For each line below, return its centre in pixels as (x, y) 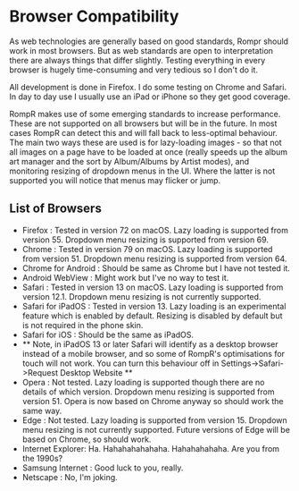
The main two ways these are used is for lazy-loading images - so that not (146, 142)
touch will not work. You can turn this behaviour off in (120, 363)
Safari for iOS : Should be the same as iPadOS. (108, 334)
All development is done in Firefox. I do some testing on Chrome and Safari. (148, 87)
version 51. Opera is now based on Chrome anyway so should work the (153, 401)
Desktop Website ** (96, 372)
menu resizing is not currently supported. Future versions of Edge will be (156, 429)
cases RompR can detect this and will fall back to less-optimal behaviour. (144, 132)
